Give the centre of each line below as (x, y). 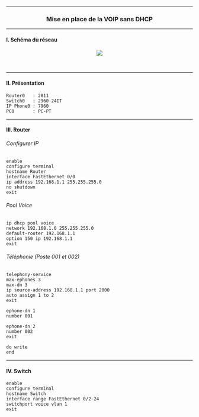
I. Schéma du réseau (32, 40)
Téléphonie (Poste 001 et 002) (43, 257)
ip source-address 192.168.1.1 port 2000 (58, 290)
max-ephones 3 (24, 280)
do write (17, 347)
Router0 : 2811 (28, 95)
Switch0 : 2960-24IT (34, 101)
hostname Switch (26, 394)
